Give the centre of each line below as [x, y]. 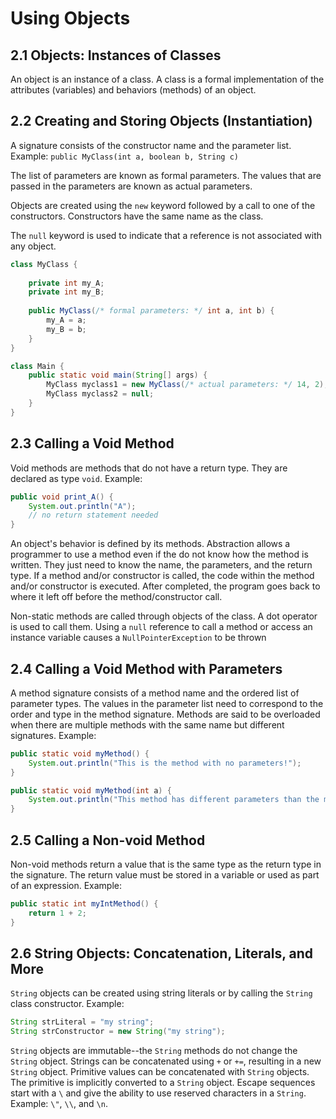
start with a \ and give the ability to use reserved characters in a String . [158, 1093]
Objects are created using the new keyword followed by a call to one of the [163, 205]
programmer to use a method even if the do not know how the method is [159, 554]
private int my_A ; [66, 283]
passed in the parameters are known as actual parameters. [131, 186]
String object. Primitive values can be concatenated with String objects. [160, 1072]
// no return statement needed [93, 515]
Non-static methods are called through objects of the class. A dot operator [164, 616]
